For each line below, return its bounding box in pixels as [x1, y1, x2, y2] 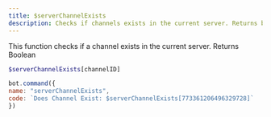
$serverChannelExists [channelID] [8, 65, 121, 73]
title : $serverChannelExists [8, 11, 106, 20]
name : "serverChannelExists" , [8, 87, 110, 95]
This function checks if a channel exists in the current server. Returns [8, 41, 240, 50]
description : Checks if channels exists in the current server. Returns [8, 19, 258, 27]
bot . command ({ [8, 79, 56, 88]
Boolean [8, 50, 36, 59]
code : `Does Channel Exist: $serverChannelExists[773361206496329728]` [8, 95, 254, 103]
